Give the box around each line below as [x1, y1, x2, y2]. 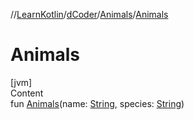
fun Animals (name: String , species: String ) [10, 97, 185, 109]
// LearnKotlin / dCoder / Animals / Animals [10, 9, 169, 20]
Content [10, 87, 44, 99]
